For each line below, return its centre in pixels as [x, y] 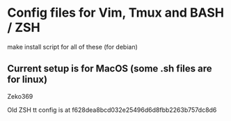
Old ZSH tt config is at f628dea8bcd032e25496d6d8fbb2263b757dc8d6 [112, 110]
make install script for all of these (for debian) [72, 47]
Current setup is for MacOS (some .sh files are [110, 68]
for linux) [27, 80]
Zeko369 [20, 96]
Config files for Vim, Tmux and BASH [116, 13]
